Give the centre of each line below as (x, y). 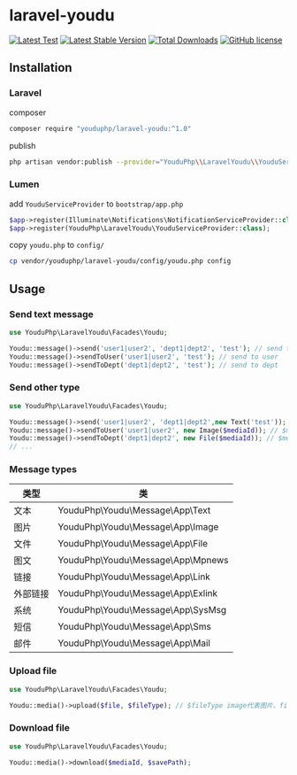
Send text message (52, 314)
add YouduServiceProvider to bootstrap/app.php (96, 204)
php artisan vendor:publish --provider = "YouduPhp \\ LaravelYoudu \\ (134, 162)
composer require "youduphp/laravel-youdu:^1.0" (100, 128)
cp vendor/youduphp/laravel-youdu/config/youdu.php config (120, 261)
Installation (41, 68)
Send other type (45, 388)
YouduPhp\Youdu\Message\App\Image (138, 527)
